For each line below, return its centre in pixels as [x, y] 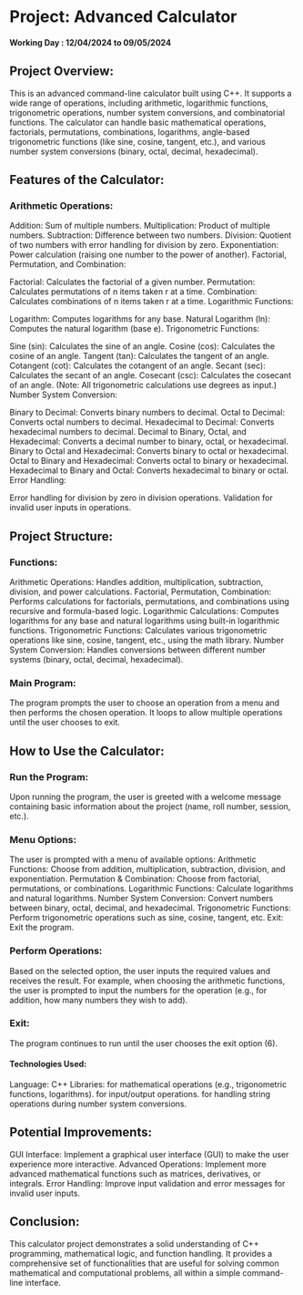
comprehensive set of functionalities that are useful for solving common [144, 1263]
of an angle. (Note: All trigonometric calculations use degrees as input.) [143, 385]
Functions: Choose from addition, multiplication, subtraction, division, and [147, 869]
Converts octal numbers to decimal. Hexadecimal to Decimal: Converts [142, 422]
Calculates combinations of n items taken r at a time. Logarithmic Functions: [151, 302]
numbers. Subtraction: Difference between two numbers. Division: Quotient [151, 235]
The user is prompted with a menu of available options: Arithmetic [133, 859]
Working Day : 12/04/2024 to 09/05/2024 [90, 42]
